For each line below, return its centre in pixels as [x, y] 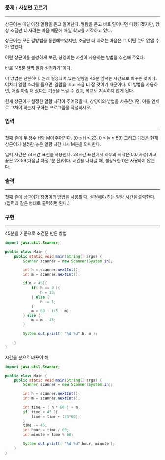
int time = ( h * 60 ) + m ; [51, 407]
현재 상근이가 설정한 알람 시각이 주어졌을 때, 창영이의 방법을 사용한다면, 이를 [78, 101]
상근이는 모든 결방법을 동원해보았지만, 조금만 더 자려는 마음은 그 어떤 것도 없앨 [80, 41]
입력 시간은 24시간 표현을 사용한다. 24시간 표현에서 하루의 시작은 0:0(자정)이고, [82, 154]
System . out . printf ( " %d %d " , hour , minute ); [69, 444]
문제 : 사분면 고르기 [26, 7]
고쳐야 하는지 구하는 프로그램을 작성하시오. [51, 108]
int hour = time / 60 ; [46, 430]
